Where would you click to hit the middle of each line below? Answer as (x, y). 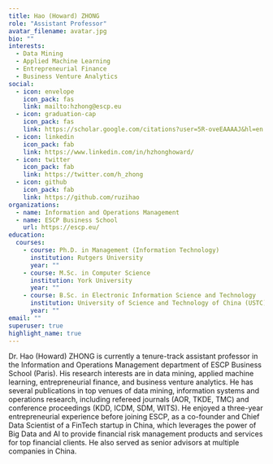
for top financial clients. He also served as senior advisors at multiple (124, 443)
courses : (30, 243)
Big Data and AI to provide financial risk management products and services (136, 434)
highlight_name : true (45, 333)
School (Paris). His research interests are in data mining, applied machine (131, 374)
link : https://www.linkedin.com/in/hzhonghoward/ (109, 152)
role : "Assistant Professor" (58, 24)
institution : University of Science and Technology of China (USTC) (148, 303)
